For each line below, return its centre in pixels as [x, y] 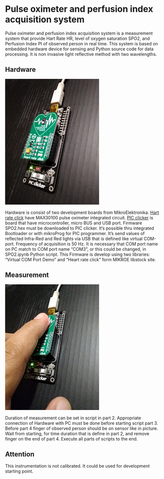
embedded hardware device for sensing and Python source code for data [79, 49]
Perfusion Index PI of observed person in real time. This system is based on [82, 43]
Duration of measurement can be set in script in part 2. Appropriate [73, 418]
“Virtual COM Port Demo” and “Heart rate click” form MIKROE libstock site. [81, 259]
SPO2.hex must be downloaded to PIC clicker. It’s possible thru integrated [80, 228]
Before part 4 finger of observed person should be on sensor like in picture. [82, 428]
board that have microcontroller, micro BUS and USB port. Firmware [74, 223]
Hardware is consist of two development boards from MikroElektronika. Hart [82, 212]
